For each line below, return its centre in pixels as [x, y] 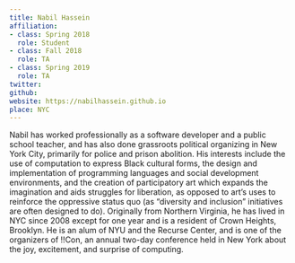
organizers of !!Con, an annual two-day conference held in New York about [148, 240]
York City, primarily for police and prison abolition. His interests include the [147, 154]
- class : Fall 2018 [46, 51]
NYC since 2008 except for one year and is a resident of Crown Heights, [143, 221]
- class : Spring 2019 [50, 68]
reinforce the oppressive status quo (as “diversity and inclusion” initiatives [146, 202]
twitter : [26, 84]
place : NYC [30, 110]
